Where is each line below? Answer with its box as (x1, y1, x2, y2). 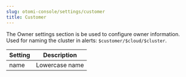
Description (42, 51, 77, 59)
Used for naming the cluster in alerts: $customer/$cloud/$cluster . (6, 37, 167, 44)
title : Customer (6, 14, 46, 20)
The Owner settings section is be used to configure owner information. (6, 30, 180, 37)
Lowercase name (35, 60, 85, 69)
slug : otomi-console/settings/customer (6, 8, 106, 15)
